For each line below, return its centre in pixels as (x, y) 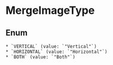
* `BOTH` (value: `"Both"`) (41, 57)
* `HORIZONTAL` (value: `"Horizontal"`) (57, 52)
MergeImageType (50, 11)
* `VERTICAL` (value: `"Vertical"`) (51, 46)
